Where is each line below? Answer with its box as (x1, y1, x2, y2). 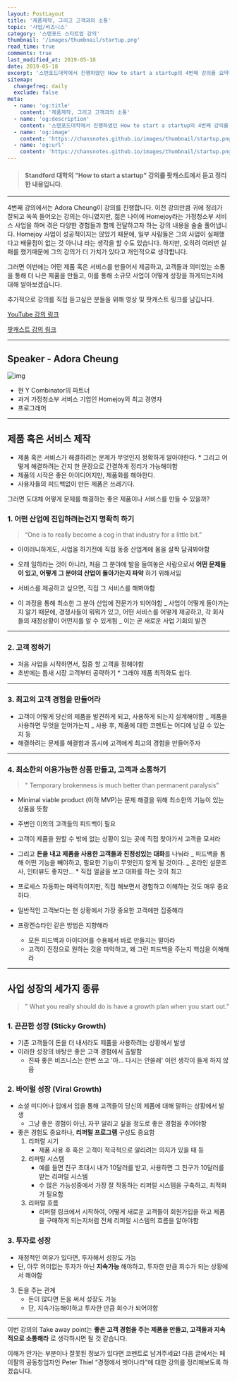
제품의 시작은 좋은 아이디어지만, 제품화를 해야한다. (17, 470, 155, 479)
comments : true (7, 50, 52, 57)
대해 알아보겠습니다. (7, 280, 62, 289)
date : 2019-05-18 (7, 63, 59, 70)
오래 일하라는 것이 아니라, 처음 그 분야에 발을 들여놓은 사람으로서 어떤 (17, 560, 208, 568)
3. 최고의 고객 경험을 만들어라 (7, 695, 101, 705)
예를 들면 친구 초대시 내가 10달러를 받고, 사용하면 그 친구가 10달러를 (38, 1163, 224, 1172)
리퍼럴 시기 (28, 1137, 59, 1145)
